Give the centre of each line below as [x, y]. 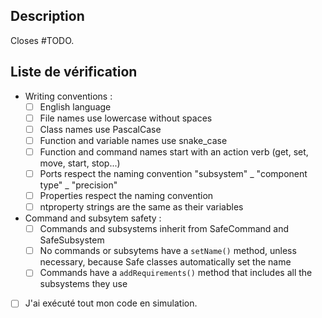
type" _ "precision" [78, 185]
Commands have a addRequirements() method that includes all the [176, 273]
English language [75, 106]
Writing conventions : [68, 96]
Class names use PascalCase [100, 129]
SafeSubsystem [72, 240]
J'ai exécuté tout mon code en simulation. [111, 303]
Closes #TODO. [42, 40]
